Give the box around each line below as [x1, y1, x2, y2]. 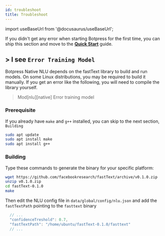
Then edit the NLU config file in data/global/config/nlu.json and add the [5, 197, 157, 203]
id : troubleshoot [5, 7, 41, 13]
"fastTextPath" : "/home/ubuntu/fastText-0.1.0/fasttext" [9, 221, 131, 227]
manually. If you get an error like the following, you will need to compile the [5, 79, 160, 85]
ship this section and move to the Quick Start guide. [5, 41, 113, 47]
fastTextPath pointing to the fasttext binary [5, 203, 96, 209]
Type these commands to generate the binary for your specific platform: [5, 165, 154, 171]
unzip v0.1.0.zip [5, 179, 41, 184]
